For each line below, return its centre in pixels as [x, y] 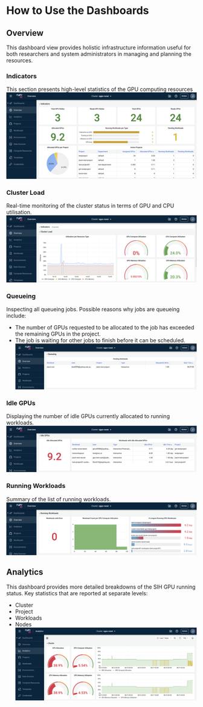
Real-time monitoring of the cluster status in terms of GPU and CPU [90, 205]
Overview [25, 33]
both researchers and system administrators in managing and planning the [99, 54]
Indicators [22, 76]
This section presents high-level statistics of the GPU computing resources [100, 89]
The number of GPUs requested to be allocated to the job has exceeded [105, 328]
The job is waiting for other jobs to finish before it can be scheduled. [100, 340]
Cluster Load [26, 192]
